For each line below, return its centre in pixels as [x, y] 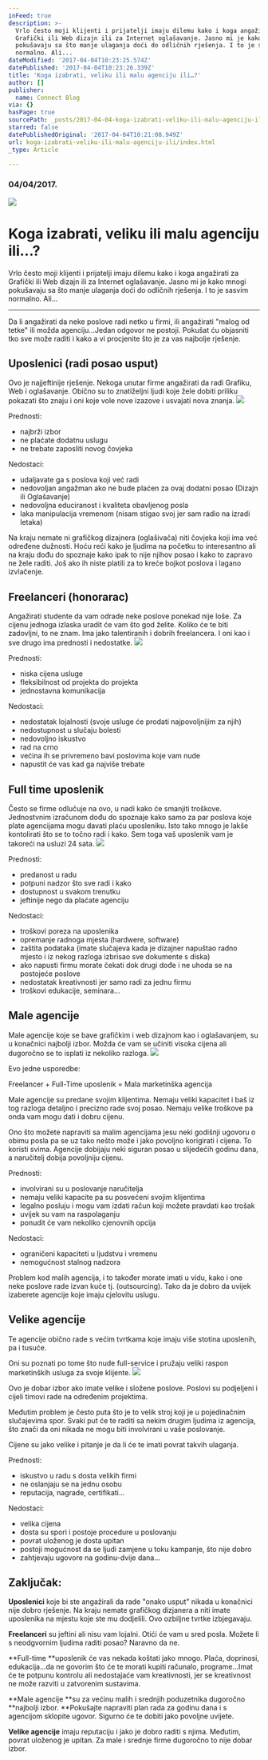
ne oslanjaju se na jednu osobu [71, 1484]
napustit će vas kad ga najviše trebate [82, 764]
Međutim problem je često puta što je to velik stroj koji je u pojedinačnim [127, 1412]
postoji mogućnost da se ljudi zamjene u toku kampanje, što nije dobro [136, 1549]
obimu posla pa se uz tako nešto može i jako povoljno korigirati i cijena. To [130, 1140]
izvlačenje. [26, 572]
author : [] [26, 82]
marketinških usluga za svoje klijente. [70, 1372]
